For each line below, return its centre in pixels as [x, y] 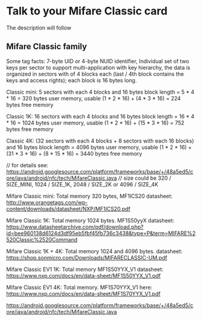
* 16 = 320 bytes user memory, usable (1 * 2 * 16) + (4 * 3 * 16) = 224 [94, 98]
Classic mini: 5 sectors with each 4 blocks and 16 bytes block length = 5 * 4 [100, 92]
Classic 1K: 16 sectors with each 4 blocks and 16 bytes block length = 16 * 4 [100, 116]
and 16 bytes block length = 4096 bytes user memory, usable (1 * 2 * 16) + [99, 147]
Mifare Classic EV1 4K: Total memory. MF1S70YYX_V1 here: [79, 287]
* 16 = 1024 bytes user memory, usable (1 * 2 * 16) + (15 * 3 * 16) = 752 [95, 123]
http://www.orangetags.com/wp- [47, 202]
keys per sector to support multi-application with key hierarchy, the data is [98, 67]
